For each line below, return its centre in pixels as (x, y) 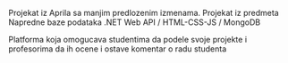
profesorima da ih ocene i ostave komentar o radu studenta (118, 49)
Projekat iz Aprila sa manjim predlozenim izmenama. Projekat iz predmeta (144, 13)
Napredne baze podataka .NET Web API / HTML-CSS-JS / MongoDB (135, 22)
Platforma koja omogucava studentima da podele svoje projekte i (128, 39)
